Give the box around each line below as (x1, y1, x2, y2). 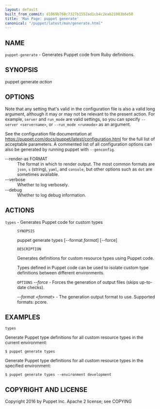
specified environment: (5, 363, 51, 369)
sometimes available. (17, 171, 60, 177)
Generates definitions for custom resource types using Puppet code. (17, 255, 154, 261)
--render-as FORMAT (5, 156, 48, 161)
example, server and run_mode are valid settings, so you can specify (5, 116, 141, 122)
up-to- (139, 279, 153, 285)
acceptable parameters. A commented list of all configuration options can (5, 141, 152, 147)
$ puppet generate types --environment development (5, 372, 112, 377)
